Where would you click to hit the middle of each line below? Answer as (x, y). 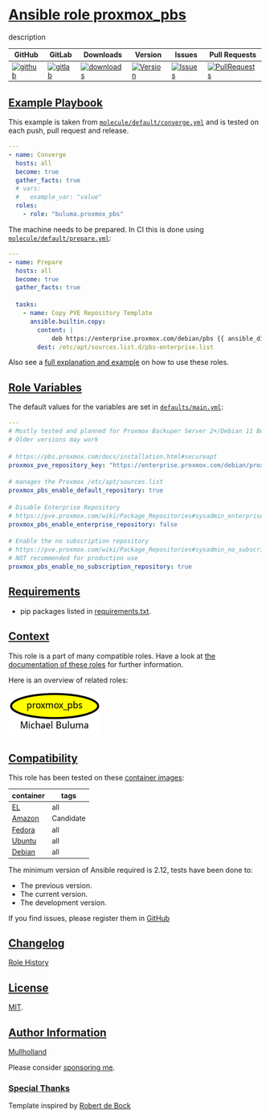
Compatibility (43, 758)
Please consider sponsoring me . (61, 1067)
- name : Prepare (35, 262)
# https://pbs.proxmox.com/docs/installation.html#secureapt (113, 457)
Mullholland (27, 1052)
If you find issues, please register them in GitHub (89, 918)
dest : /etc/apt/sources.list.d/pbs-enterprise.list (126, 347)
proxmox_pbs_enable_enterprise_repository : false (93, 524)
